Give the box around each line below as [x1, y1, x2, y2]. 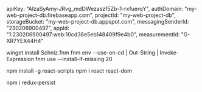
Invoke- [159, 49, 179, 56]
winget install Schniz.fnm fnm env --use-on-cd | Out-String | [6, 49, 159, 56]
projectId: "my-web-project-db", [94, 11, 176, 19]
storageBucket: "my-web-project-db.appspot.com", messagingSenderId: [6, 18, 189, 25]
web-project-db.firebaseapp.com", [6, 11, 94, 19]
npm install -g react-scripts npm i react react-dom [6, 67, 133, 74]
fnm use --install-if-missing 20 [35, 56, 113, 62]
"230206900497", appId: [6, 24, 70, 31]
